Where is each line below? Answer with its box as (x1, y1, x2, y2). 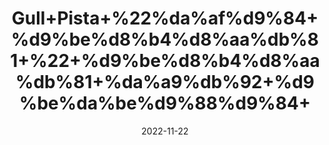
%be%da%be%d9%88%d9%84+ (19, 92, 311, 115)
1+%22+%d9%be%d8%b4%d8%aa (10, 50, 320, 72)
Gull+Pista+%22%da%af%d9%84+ (11, 7, 319, 30)
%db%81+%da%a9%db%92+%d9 (15, 71, 315, 94)
